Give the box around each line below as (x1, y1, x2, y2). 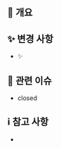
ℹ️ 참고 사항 (7, 116, 49, 128)
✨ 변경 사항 (7, 32, 54, 44)
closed (17, 94, 37, 102)
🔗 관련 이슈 (7, 75, 53, 87)
